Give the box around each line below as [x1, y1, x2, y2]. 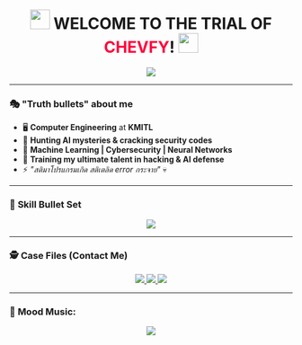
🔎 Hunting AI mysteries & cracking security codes [22, 135, 213, 146]
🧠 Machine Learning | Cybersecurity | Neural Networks [22, 145, 233, 155]
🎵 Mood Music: [9, 305, 76, 318]
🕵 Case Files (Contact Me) [9, 250, 129, 262]
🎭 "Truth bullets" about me [9, 97, 133, 110]
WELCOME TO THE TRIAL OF [53, 13, 272, 34]
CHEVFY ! [103, 37, 175, 57]
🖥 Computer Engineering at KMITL [22, 122, 154, 133]
